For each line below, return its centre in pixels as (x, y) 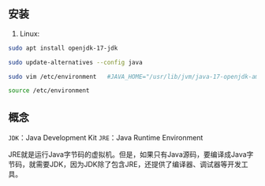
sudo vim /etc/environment (52, 76)
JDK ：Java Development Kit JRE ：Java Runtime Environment (106, 138)
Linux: (30, 33)
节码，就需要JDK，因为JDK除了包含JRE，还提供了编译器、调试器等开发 (125, 165)
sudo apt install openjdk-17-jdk (63, 48)
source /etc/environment (49, 91)
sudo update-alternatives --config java (76, 62)
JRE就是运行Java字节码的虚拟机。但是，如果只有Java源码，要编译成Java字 (131, 154)
